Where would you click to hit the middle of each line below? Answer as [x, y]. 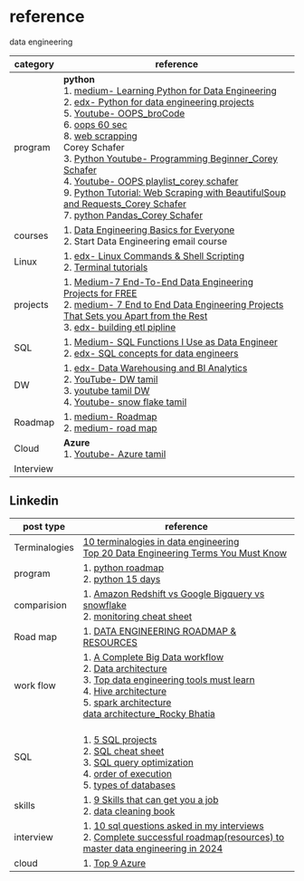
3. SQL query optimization [138, 762]
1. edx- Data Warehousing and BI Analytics [155, 368]
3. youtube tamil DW [106, 390]
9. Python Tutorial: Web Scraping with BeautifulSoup [175, 192]
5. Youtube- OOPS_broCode [124, 113]
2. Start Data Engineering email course [145, 241]
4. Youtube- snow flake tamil [125, 402]
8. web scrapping [100, 136]
